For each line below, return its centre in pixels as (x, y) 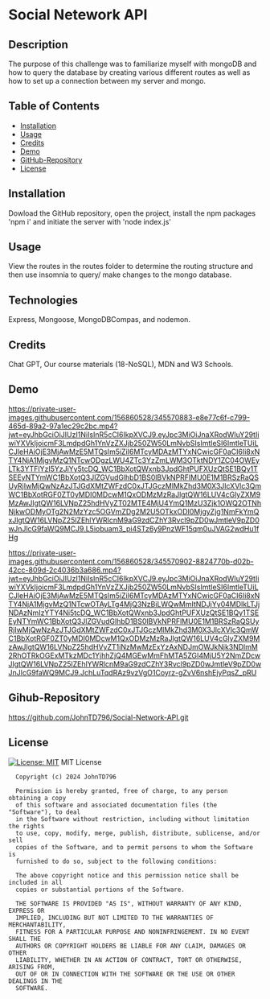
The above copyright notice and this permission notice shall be (127, 875)
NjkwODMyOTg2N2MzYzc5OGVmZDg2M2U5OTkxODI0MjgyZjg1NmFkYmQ (134, 511)
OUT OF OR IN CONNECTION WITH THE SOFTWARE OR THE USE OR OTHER (125, 974)
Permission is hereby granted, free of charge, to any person (122, 791)
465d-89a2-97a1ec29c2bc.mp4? (63, 426)
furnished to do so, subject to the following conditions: (117, 861)
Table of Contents (54, 106)
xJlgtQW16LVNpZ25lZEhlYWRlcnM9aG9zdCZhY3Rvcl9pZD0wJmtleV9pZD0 (134, 520)
